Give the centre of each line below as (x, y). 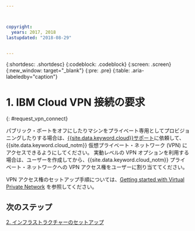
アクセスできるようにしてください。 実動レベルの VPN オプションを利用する (98, 153)
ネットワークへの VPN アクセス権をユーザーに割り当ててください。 (107, 167)
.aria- (137, 71)
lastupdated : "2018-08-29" (39, 38)
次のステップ (29, 207)
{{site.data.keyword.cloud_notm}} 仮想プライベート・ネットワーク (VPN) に (97, 145)
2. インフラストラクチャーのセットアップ (55, 222)
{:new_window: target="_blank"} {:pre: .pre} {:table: (68, 71)
